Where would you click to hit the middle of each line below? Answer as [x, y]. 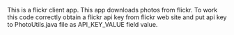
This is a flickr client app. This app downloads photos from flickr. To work [112, 10]
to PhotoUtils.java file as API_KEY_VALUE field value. [83, 24]
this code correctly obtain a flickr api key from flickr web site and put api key [117, 17]
